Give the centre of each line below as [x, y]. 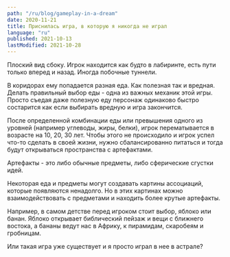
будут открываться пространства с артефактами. [80, 149]
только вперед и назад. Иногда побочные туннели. [82, 72]
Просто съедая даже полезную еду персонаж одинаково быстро [103, 100]
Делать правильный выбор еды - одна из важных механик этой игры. [110, 93]
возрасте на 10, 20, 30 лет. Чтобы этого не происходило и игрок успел [111, 135]
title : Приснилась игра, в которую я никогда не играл [87, 26]
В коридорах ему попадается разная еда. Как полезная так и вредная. [111, 85]
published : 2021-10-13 [39, 39]
